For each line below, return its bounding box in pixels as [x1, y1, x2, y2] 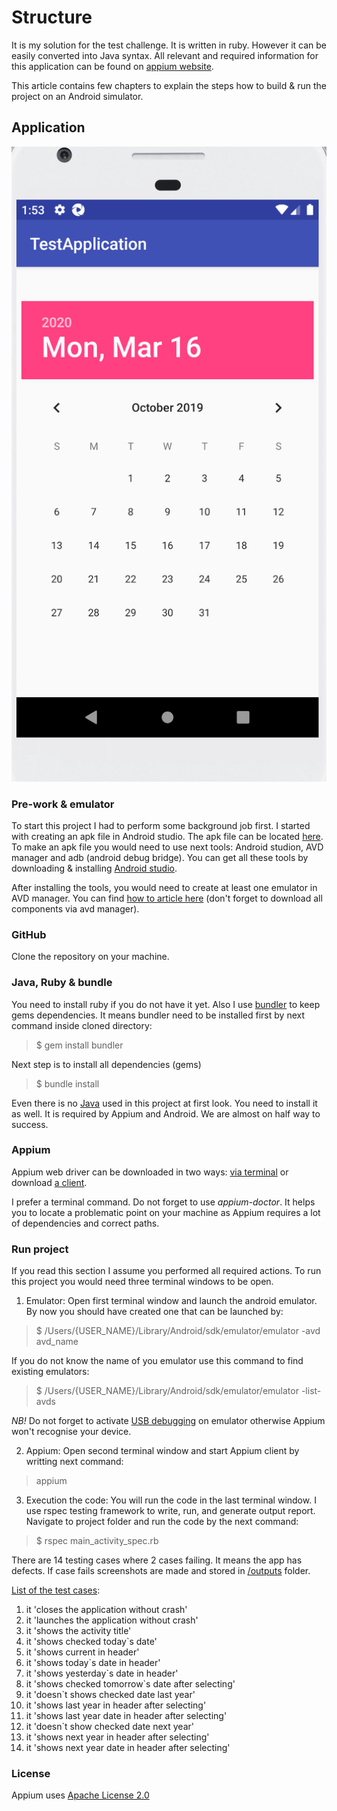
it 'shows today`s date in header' [25, 1657, 161, 1669]
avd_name [35, 1336, 79, 1348]
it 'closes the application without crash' [25, 1604, 188, 1616]
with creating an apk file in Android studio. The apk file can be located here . [11, 830, 324, 842]
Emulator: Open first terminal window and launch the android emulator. [25, 1295, 318, 1307]
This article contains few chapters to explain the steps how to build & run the [11, 79, 327, 91]
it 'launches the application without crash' [25, 1614, 199, 1626]
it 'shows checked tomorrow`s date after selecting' [25, 1678, 236, 1690]
